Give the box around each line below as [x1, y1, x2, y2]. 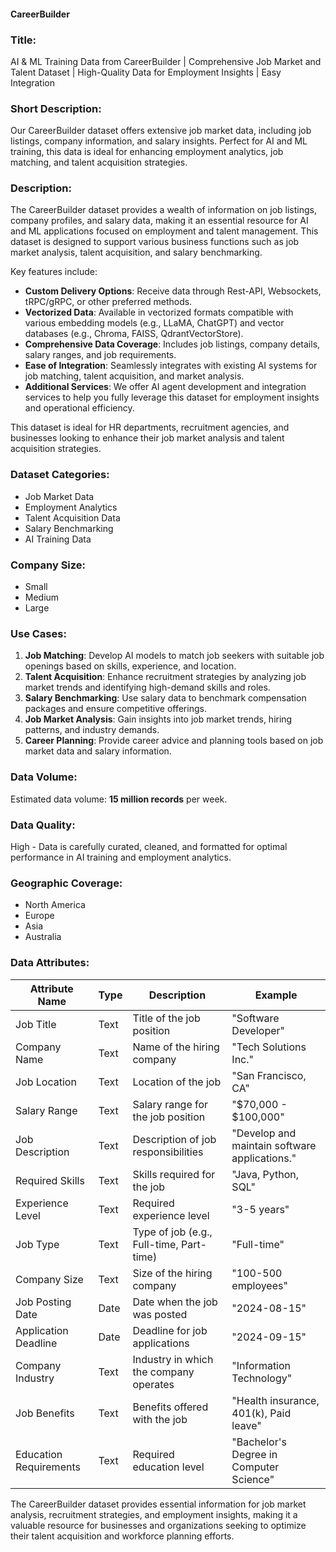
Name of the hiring [132, 1040, 220, 1054]
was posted [132, 1307, 188, 1321]
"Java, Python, [231, 1167, 300, 1181]
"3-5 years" [231, 1202, 290, 1216]
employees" [231, 1278, 288, 1292]
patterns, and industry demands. [24, 724, 160, 736]
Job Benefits [15, 1406, 75, 1420]
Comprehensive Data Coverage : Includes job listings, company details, [24, 338, 321, 350]
